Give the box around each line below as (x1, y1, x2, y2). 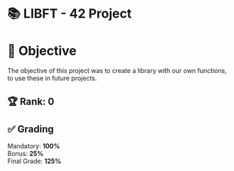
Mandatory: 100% (7, 142, 60, 150)
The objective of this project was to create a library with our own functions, (7, 67, 227, 75)
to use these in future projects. (7, 74, 97, 82)
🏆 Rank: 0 (7, 95, 55, 107)
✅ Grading (7, 123, 55, 135)
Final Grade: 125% (7, 157, 62, 165)
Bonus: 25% (7, 150, 44, 158)
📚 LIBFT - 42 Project (7, 6, 132, 22)
